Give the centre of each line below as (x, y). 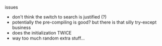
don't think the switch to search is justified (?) (59, 17)
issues (11, 7)
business (21, 27)
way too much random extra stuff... (48, 38)
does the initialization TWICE (42, 33)
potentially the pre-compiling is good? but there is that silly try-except (84, 22)
